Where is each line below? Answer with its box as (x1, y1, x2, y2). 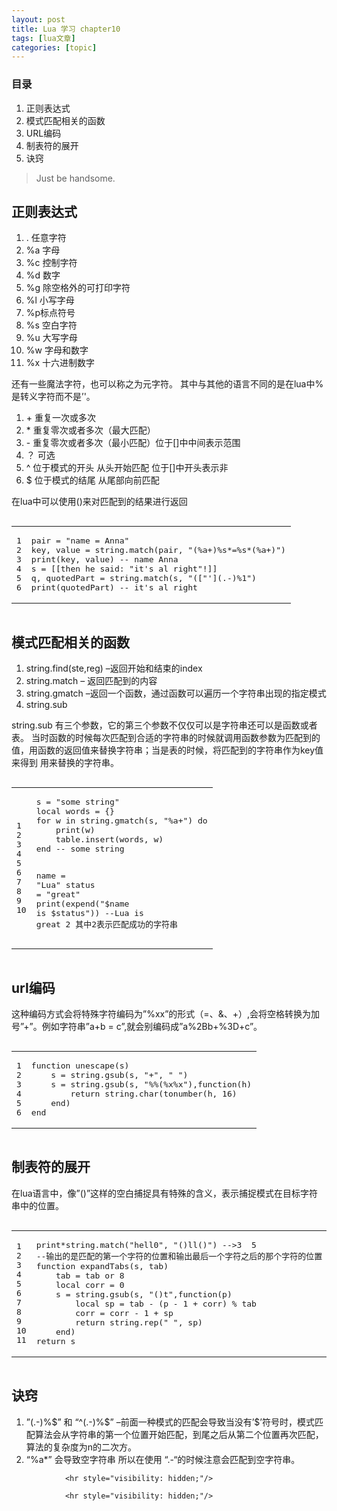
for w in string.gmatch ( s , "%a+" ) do (35, 816, 208, 826)
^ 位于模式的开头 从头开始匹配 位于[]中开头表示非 (25, 462, 229, 474)
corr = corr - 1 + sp (75, 1307, 174, 1318)
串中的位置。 (11, 1199, 64, 1211)
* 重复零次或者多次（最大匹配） (25, 424, 156, 436)
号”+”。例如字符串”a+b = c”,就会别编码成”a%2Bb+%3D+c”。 (11, 1020, 263, 1032)
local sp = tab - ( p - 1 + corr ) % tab (75, 1298, 257, 1309)
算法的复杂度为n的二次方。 (25, 1441, 138, 1453)
